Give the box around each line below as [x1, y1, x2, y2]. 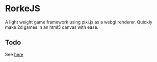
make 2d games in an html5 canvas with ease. [5, 24, 99, 30]
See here [5, 51, 24, 57]
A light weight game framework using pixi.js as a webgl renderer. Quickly [5, 19, 153, 25]
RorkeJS [5, 3, 41, 14]
